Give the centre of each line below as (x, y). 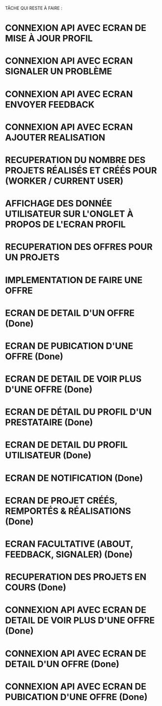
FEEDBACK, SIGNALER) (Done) (69, 554)
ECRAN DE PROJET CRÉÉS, (61, 500)
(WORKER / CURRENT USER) (64, 181)
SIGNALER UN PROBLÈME (59, 71)
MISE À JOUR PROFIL (49, 39)
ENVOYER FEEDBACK (50, 104)
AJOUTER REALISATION (55, 137)
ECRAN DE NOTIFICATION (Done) (74, 478)
